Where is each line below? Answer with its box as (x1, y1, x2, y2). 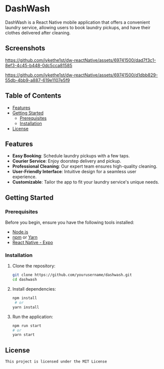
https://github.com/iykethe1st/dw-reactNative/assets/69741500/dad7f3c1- (5, 57, 157, 63)
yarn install (12, 304, 40, 310)
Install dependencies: (12, 286, 56, 292)
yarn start (12, 332, 35, 337)
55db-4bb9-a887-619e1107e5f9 (5, 77, 70, 83)
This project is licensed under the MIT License (5, 359, 107, 364)
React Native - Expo (12, 240, 53, 246)
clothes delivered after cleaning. (5, 30, 71, 36)
